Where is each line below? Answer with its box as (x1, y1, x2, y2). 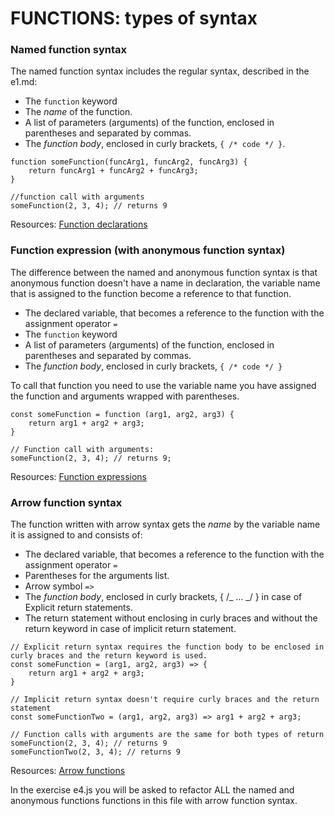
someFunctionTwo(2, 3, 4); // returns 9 (10, 747, 182, 757)
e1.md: (10, 76, 38, 88)
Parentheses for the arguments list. (24, 570, 170, 582)
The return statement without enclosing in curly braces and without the (24, 612, 318, 624)
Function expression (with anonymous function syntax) (10, 243, 286, 257)
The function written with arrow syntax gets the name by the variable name (10, 518, 321, 531)
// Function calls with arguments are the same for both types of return (10, 730, 325, 740)
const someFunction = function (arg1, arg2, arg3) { (10, 409, 235, 419)
